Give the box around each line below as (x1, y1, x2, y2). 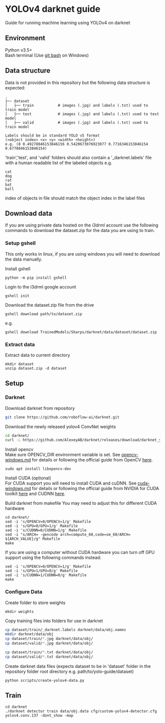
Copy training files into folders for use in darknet (5, 618, 103, 624)
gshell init (5, 293, 29, 298)
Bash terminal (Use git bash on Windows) (5, 52, 89, 58)
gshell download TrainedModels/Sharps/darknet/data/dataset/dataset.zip (5, 329, 157, 335)
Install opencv (5, 446, 33, 453)
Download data (5, 209, 53, 217)
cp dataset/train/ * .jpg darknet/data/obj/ (5, 636, 93, 641)
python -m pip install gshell (5, 275, 67, 280)
